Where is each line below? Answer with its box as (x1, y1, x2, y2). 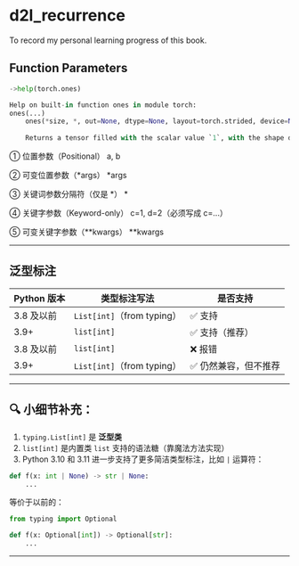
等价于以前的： (9, 496, 64, 508)
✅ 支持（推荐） (190, 326, 254, 339)
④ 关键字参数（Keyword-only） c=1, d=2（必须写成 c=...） (9, 208, 229, 218)
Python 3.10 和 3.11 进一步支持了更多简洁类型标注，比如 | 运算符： (21, 454, 264, 464)
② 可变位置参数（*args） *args (9, 170, 127, 180)
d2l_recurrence (9, 5, 126, 26)
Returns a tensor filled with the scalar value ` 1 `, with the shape (25, 134, 285, 143)
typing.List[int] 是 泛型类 (21, 431, 123, 442)
